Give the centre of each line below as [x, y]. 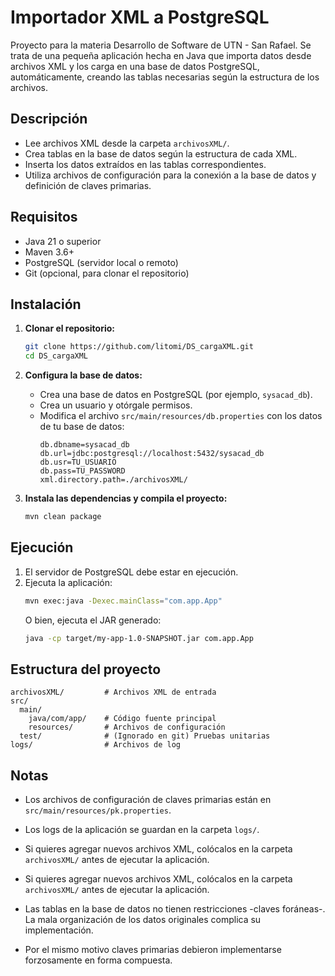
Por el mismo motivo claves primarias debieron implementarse [153, 950]
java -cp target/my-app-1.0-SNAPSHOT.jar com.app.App [139, 638]
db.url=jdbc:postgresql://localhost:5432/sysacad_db [152, 454]
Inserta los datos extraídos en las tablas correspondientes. [145, 164]
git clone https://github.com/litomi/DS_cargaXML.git [139, 347]
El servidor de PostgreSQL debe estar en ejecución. [131, 572]
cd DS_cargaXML [56, 356]
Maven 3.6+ [49, 252]
